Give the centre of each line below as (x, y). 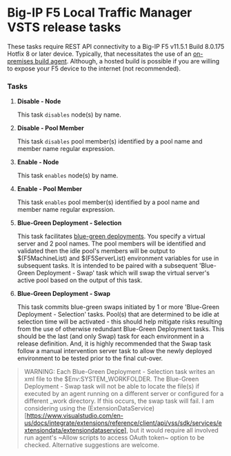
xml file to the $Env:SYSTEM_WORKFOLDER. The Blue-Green (111, 379)
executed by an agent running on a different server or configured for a (124, 394)
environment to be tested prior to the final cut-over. (90, 358)
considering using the (55, 408)
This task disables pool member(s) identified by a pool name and (110, 141)
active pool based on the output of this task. (80, 280)
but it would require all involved (174, 430)
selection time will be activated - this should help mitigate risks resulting (120, 321)
